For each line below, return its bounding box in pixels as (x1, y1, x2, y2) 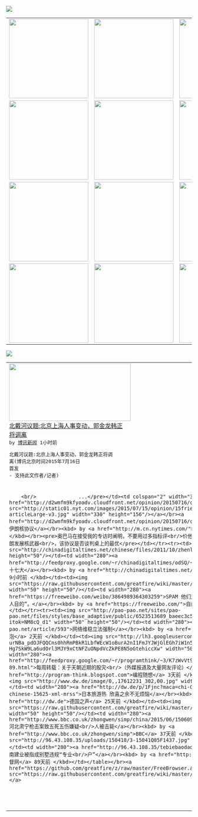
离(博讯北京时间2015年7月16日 (9, 458, 81, 465)
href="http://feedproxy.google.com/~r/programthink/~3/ (9, 657, 169, 664)
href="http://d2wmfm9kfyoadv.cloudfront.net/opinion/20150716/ (9, 518, 190, 525)
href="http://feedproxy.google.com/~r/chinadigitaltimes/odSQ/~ (9, 560, 193, 566)
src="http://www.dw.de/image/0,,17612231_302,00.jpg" (24, 678, 179, 684)
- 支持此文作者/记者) (9, 472, 60, 478)
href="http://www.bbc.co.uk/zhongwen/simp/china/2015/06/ (9, 716, 176, 723)
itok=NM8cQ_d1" (9, 619, 52, 625)
